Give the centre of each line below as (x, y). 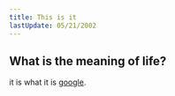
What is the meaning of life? (88, 61)
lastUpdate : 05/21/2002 (53, 26)
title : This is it (43, 17)
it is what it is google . (48, 82)
